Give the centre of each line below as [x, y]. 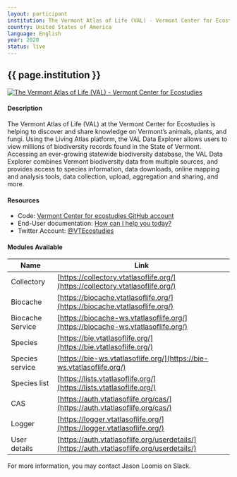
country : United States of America [60, 27]
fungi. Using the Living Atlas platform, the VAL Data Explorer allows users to [117, 139]
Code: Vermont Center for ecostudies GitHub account [96, 216]
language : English [34, 34]
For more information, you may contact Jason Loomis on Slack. [99, 466]
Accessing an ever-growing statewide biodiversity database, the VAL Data [115, 154]
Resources [24, 200]
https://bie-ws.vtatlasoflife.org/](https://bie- [134, 358]
